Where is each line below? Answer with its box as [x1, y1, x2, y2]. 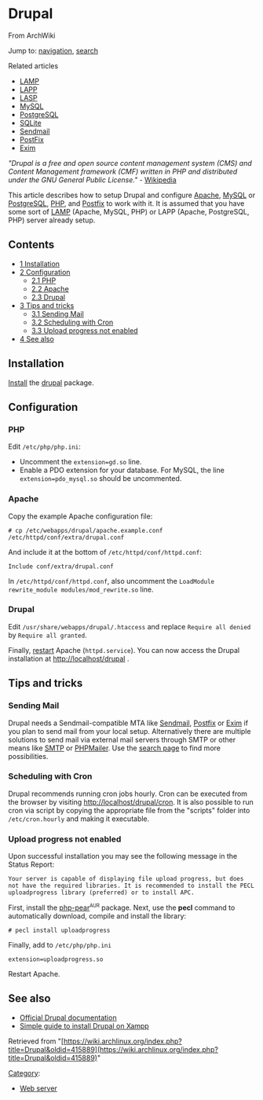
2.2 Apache [31, 284, 69, 293]
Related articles [8, 60, 59, 71]
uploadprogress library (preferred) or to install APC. [8, 889, 195, 896]
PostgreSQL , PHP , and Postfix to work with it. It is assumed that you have [8, 198, 245, 208]
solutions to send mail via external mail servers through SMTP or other [8, 735, 236, 744]
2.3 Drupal [31, 292, 65, 302]
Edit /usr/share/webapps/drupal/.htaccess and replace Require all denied [8, 621, 251, 631]
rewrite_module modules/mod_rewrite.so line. [8, 585, 155, 594]
